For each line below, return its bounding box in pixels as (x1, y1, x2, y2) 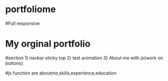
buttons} (5, 60, 23, 66)
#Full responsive (5, 20, 40, 26)
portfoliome (5, 4, 56, 15)
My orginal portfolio (5, 38, 91, 50)
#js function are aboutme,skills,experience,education (5, 70, 117, 76)
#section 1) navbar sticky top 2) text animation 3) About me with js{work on (5, 55, 163, 61)
